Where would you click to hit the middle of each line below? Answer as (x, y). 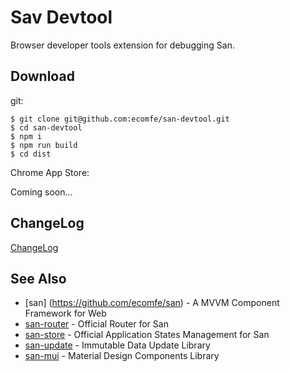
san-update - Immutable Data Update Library (117, 345)
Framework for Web (65, 313)
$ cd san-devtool (46, 127)
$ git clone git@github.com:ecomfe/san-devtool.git (120, 119)
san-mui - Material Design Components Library (122, 356)
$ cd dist (31, 154)
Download (42, 76)
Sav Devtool (61, 17)
